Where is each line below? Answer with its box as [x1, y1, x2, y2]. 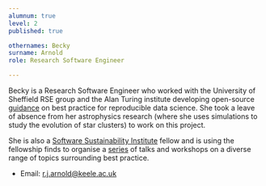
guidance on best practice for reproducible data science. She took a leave [8, 103, 255, 112]
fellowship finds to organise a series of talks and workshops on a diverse [8, 145, 251, 154]
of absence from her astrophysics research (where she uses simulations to [8, 112, 258, 121]
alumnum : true [8, 11, 57, 20]
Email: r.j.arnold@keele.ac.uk [19, 169, 117, 178]
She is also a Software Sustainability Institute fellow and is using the [8, 136, 234, 146]
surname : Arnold [8, 49, 63, 57]
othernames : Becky [8, 41, 70, 49]
